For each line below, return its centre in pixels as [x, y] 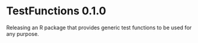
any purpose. [23, 33]
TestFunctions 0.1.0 [56, 11]
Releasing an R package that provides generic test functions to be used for [99, 27]
